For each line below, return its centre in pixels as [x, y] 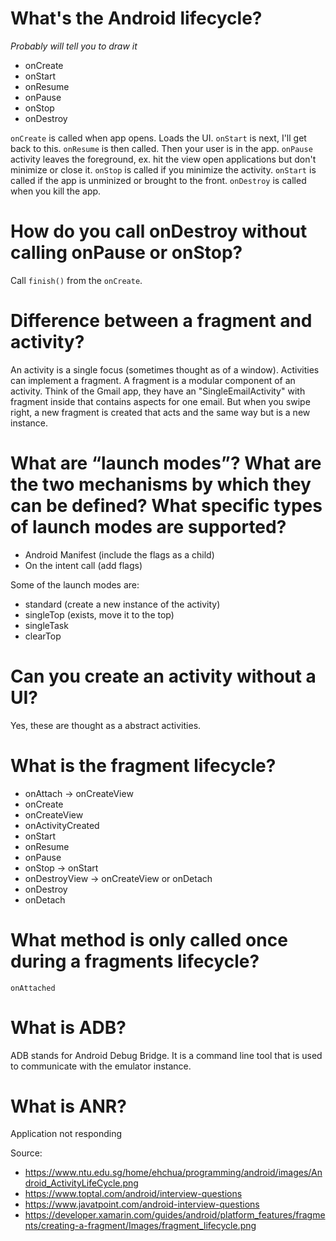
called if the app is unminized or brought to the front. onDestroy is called [158, 180]
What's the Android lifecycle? [136, 18]
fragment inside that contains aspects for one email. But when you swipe [160, 401]
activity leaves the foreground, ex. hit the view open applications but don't [163, 159]
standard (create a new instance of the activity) [122, 604]
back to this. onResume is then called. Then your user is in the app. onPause [161, 148]
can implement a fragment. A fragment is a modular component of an [153, 380]
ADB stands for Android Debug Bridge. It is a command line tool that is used [166, 1055]
